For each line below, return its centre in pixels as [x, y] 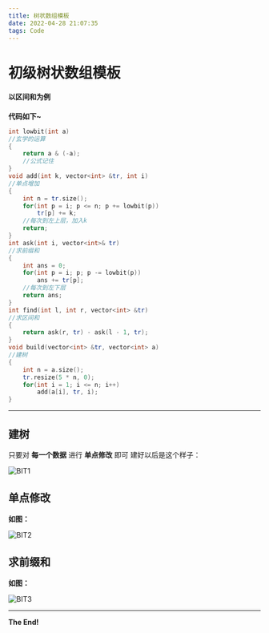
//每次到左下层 [44, 288]
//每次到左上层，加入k [55, 221]
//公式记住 [38, 161]
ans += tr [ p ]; [60, 280]
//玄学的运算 [27, 139]
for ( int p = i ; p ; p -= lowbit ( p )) [82, 273]
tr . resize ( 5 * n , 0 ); [58, 377]
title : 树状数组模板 [39, 16]
